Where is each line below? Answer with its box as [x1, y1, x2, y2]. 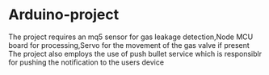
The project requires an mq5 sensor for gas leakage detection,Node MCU [8, 32, 254, 41]
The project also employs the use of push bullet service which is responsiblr [8, 49, 263, 58]
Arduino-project [8, 6, 120, 24]
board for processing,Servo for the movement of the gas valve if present [8, 40, 250, 49]
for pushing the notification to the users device [8, 57, 164, 67]
